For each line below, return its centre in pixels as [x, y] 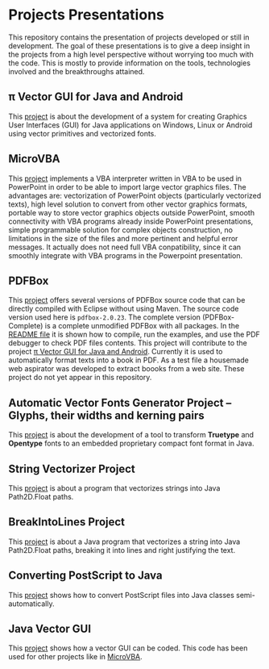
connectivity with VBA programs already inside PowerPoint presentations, [131, 221]
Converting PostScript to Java [85, 576]
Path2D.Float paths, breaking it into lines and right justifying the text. [122, 550]
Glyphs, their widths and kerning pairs [107, 415]
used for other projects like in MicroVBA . [75, 657]
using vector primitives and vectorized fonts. [83, 133]
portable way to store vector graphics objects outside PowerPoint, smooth [132, 212]
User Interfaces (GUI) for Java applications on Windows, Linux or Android [130, 125]
